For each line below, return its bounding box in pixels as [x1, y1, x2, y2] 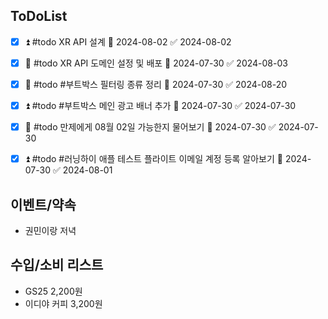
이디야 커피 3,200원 [24, 297, 103, 309]
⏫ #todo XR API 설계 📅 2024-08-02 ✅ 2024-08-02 [24, 35, 232, 48]
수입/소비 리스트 [10, 257, 104, 274]
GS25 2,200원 [24, 285, 83, 297]
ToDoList [10, 8, 68, 25]
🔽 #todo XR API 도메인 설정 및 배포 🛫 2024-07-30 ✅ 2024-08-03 [24, 57, 288, 69]
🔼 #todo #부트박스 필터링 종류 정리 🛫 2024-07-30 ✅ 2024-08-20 [24, 78, 288, 90]
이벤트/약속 [10, 196, 77, 213]
